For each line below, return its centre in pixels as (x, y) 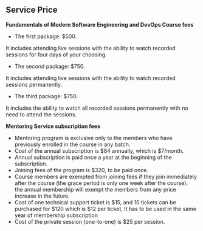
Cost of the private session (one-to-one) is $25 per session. (90, 221)
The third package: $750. (46, 96)
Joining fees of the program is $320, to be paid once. (81, 170)
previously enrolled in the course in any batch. (72, 144)
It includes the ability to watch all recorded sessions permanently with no (97, 108)
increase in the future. (42, 196)
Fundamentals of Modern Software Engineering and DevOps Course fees (100, 24)
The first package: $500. (46, 36)
